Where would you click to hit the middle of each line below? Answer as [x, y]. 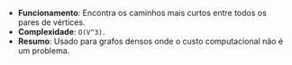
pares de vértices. [51, 22]
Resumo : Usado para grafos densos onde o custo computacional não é [151, 41]
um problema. [44, 51]
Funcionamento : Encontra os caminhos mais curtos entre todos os [142, 13]
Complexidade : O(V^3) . [61, 32]
